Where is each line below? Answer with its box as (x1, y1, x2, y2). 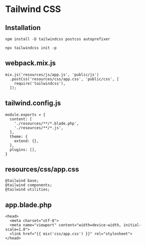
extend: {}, (14, 138, 39, 143)
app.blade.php (5, 200, 52, 209)
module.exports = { (5, 112, 46, 117)
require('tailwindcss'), (14, 81, 66, 86)
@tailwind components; (5, 182, 52, 188)
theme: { (9, 134, 28, 139)
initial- (123, 222, 142, 228)
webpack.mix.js (5, 59, 56, 67)
